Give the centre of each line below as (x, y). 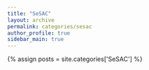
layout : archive (31, 20)
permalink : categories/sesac (50, 26)
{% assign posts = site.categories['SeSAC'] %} (75, 59)
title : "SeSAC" (29, 14)
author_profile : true (39, 33)
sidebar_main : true (36, 40)
